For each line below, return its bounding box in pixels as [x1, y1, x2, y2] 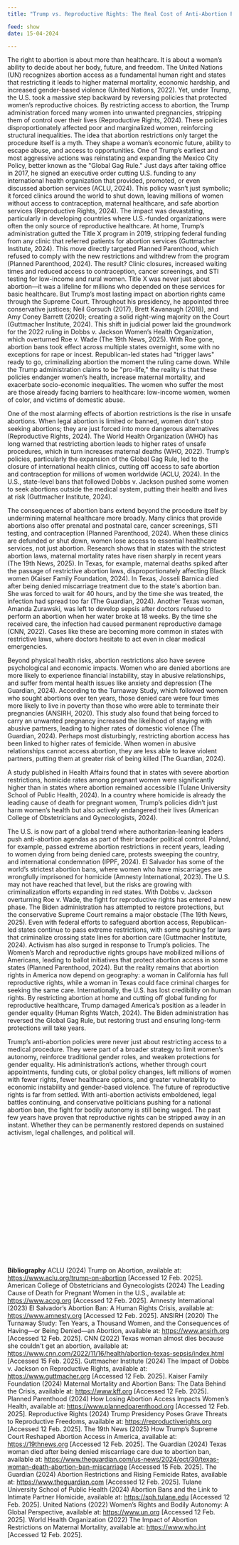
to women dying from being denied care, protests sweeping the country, [7, 850, 220, 859]
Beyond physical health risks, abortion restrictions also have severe [7, 656, 206, 665]
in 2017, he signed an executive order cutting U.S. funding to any [7, 169, 196, 178]
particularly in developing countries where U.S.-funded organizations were [7, 214, 226, 223]
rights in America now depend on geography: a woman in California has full [7, 971, 228, 979]
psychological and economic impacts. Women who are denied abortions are [7, 664, 230, 672]
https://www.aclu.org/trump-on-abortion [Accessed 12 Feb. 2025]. [7, 1274, 203, 1283]
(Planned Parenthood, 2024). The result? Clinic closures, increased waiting [7, 260, 228, 268]
